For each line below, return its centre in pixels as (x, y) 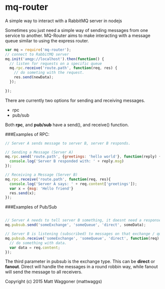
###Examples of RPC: (27, 134)
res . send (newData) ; (34, 77)
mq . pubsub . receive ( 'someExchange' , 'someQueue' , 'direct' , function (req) (82, 238)
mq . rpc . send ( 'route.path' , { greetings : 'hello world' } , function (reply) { (83, 157)
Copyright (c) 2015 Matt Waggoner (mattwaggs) (54, 282)
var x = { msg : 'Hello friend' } (41, 189)
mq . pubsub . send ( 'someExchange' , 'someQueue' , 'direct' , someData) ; (76, 225)
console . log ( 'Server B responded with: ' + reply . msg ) (67, 161)
